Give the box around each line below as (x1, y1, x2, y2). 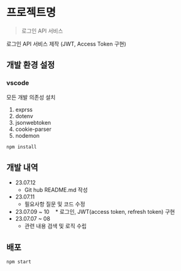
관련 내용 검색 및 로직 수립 (24, 222, 87, 230)
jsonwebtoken (15, 119, 51, 126)
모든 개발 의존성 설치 (6, 93, 56, 101)
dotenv (15, 112, 34, 120)
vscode (6, 79, 29, 87)
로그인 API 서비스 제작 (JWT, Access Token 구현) (6, 40, 127, 47)
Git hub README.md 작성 (24, 186, 88, 194)
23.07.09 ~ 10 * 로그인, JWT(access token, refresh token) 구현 (15, 208, 175, 216)
